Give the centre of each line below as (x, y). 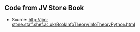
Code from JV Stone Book (44, 8)
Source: (19, 19)
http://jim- (39, 19)
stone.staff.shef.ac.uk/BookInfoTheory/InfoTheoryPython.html (73, 24)
